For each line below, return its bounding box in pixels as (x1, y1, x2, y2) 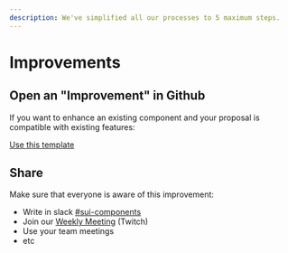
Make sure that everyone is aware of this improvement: (9, 189, 215, 200)
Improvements (9, 52, 121, 72)
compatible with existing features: (9, 121, 135, 132)
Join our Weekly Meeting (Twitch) (22, 216, 149, 227)
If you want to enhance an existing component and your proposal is (9, 112, 260, 123)
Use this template (9, 139, 75, 150)
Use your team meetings (22, 226, 115, 237)
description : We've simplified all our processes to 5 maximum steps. (9, 13, 281, 23)
